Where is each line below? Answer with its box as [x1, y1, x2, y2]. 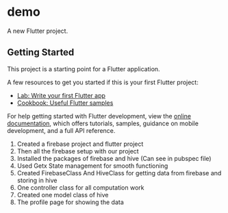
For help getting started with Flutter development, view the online [7, 112, 192, 120]
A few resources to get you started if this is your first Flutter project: [7, 78, 199, 86]
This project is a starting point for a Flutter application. [7, 64, 160, 73]
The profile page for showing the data [16, 198, 125, 206]
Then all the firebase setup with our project [16, 147, 139, 155]
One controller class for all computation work [16, 183, 144, 192]
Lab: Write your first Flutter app [16, 91, 106, 99]
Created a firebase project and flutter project [16, 140, 144, 148]
